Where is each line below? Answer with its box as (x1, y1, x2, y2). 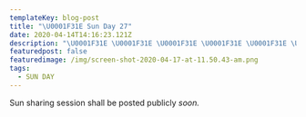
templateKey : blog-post (9, 13, 100, 23)
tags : (9, 64, 30, 73)
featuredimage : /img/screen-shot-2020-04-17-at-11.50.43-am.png (9, 55, 259, 64)
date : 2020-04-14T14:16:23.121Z (9, 30, 132, 39)
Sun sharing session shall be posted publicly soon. (9, 97, 200, 108)
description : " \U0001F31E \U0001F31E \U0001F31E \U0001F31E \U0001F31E (9, 38, 287, 48)
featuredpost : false (9, 47, 88, 56)
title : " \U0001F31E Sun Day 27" (9, 22, 132, 31)
